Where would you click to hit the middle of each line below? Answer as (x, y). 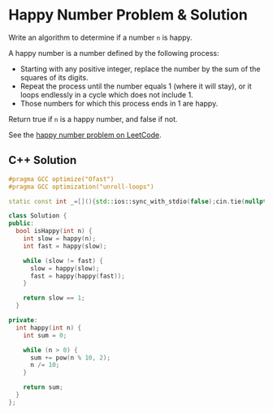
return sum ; (43, 387)
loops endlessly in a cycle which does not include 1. (106, 94)
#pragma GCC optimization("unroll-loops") (81, 187)
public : (22, 224)
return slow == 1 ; (54, 298)
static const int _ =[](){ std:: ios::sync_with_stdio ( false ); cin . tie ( (127, 201)
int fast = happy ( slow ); (65, 246)
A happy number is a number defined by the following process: (114, 53)
